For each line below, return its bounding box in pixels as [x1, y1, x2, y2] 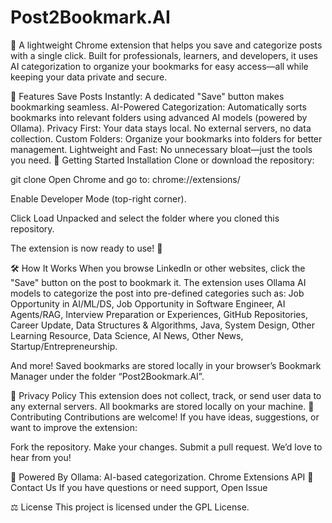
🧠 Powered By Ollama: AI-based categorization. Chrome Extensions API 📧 [10, 471, 314, 483]
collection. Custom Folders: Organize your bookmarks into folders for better [10, 132, 323, 145]
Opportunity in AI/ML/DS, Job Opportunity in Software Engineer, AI [10, 297, 286, 310]
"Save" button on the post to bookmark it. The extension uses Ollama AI [10, 276, 307, 288]
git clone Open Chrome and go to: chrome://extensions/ [10, 173, 241, 185]
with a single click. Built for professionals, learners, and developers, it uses [10, 49, 318, 61]
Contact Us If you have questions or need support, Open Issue [10, 481, 268, 493]
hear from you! [10, 451, 72, 463]
